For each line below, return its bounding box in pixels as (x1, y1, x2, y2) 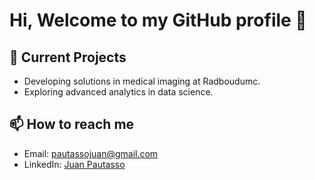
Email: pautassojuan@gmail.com (23, 147, 159, 159)
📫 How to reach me (9, 116, 135, 133)
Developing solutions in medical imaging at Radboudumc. (23, 75, 261, 87)
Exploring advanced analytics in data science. (23, 86, 214, 98)
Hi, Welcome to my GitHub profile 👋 (9, 9, 307, 32)
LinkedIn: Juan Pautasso (23, 158, 126, 170)
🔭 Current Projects (9, 49, 127, 66)
